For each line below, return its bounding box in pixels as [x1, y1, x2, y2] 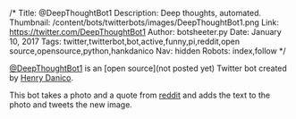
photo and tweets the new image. [9, 99, 132, 110]
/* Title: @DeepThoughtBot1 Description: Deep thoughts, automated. [9, 8, 262, 18]
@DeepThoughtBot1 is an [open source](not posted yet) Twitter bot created [9, 63, 288, 73]
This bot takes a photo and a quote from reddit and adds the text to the [9, 89, 271, 100]
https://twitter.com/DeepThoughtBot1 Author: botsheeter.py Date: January [9, 27, 282, 37]
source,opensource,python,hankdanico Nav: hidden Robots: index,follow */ [9, 46, 286, 56]
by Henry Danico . [9, 72, 74, 83]
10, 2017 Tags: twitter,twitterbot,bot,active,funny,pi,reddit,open [9, 36, 241, 47]
